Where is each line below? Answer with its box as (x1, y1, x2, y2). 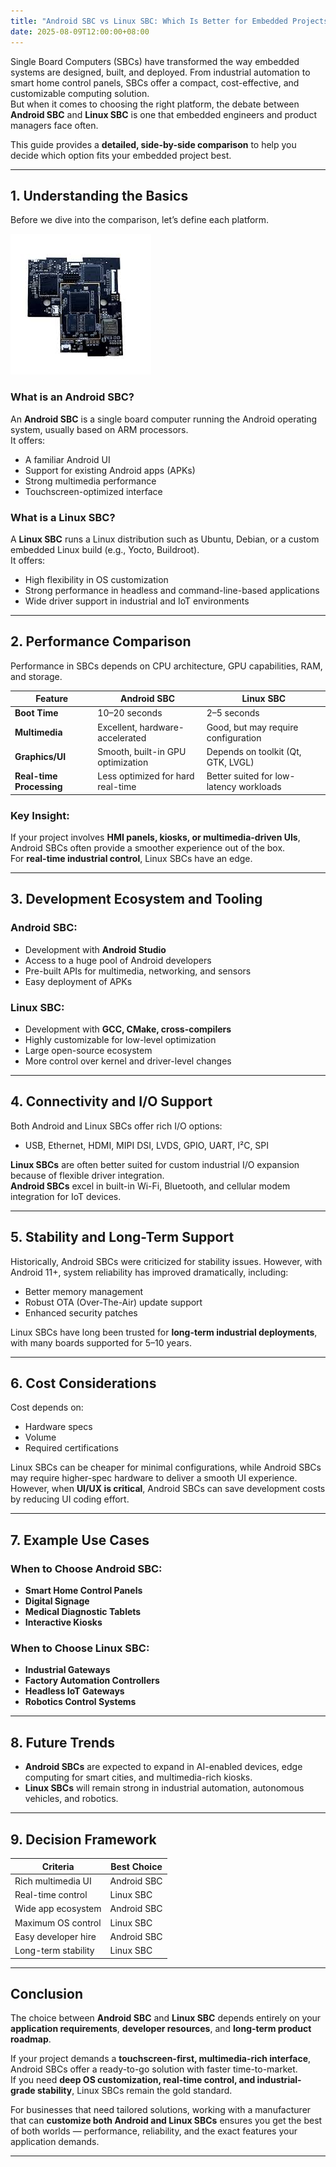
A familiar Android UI (24, 453, 111, 465)
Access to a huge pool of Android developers (24, 954, 212, 966)
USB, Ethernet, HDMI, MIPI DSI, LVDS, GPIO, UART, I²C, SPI (24, 1139, 270, 1151)
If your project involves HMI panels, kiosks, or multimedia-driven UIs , (10, 831, 301, 844)
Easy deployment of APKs (24, 975, 133, 987)
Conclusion (10, 1985, 84, 2002)
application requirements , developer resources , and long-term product (10, 2023, 312, 2035)
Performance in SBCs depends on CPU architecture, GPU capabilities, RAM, (10, 660, 323, 672)
